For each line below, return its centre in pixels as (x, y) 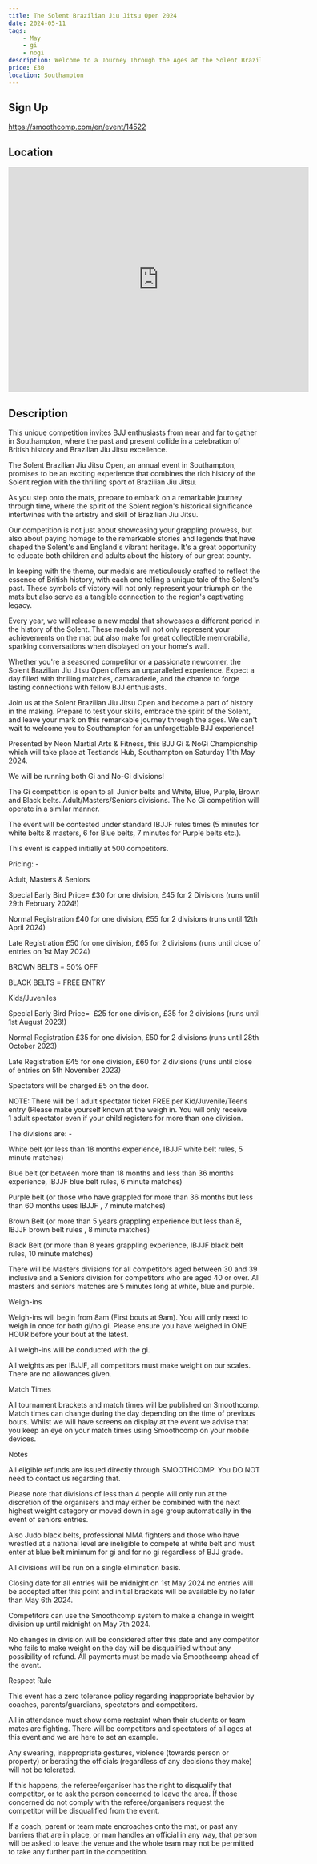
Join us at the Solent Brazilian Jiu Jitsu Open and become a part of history (131, 703)
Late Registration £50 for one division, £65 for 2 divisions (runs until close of (134, 943)
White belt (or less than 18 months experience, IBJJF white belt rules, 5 (125, 1149)
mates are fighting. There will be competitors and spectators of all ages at (130, 1729)
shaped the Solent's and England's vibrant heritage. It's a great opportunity (132, 547)
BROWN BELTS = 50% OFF (53, 967)
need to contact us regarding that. (64, 1479)
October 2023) (33, 1046)
